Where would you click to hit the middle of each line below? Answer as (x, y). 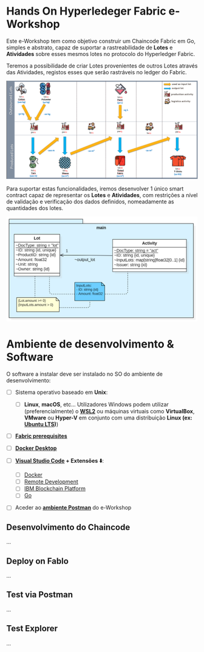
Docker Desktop (36, 448)
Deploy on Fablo (37, 561)
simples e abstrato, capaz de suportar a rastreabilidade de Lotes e (90, 47)
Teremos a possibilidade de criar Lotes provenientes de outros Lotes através (102, 66)
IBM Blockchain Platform (55, 489)
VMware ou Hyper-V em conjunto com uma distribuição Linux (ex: (108, 418)
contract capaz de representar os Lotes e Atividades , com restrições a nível (102, 195)
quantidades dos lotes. (35, 208)
